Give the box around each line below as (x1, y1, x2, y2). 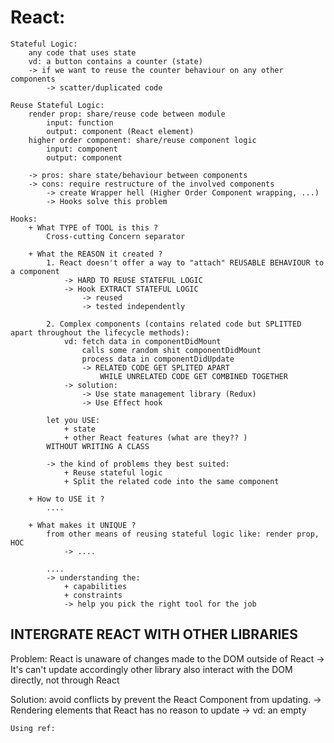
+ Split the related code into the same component (63, 476, 280, 486)
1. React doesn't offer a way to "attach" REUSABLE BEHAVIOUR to (46, 257, 325, 268)
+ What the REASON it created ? (28, 249, 163, 259)
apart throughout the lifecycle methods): (10, 327, 190, 338)
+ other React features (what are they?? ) (63, 432, 248, 443)
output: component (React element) (46, 126, 195, 136)
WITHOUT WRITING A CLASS (46, 441, 150, 451)
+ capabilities (63, 581, 128, 591)
